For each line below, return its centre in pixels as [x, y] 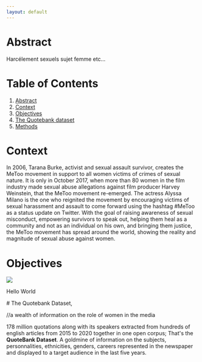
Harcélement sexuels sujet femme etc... [56, 59]
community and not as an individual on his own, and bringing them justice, [99, 226]
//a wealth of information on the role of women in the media [81, 315]
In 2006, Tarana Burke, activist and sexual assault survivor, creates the [95, 167]
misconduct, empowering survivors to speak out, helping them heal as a [97, 219]
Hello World [21, 291]
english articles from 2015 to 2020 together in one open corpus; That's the [100, 333]
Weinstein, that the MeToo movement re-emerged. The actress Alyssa [94, 193]
